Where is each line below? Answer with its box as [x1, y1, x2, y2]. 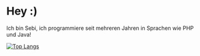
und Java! [6, 30, 32, 38]
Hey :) [6, 4, 38, 18]
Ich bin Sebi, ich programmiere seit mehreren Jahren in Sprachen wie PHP [6, 24, 194, 32]
